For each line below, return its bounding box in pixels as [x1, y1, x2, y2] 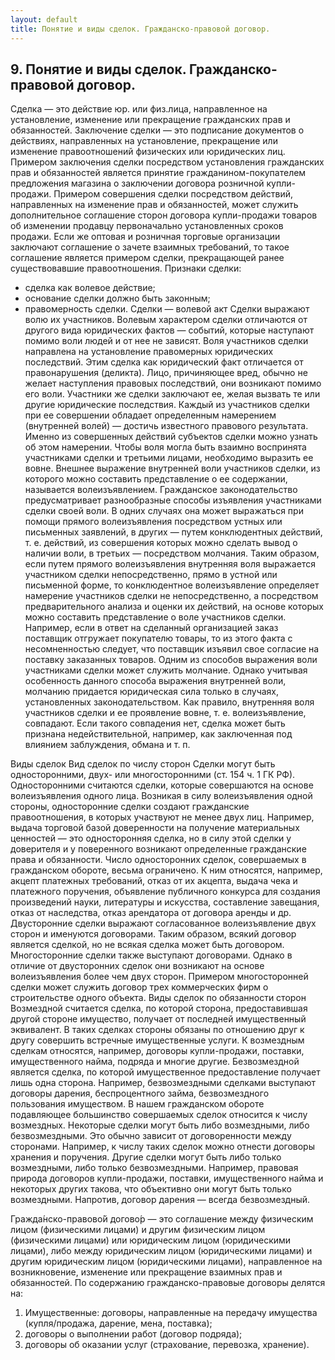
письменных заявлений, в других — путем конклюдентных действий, [24, 526, 323, 538]
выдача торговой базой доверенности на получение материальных [10, 822, 300, 834]
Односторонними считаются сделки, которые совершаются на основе [10, 779, 314, 791]
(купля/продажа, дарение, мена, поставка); [24, 1317, 213, 1330]
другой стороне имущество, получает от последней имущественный [10, 1013, 307, 1025]
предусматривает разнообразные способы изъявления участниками [24, 494, 322, 506]
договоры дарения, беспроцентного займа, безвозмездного [10, 1087, 270, 1100]
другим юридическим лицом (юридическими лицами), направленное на [10, 1256, 323, 1268]
